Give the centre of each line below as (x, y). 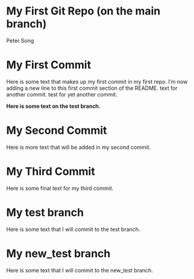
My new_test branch (58, 253)
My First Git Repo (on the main (83, 11)
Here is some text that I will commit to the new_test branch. (80, 270)
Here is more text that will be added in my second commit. (79, 147)
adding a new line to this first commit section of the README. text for (92, 88)
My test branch (45, 212)
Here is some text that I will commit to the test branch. (73, 229)
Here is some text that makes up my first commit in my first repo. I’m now (97, 81)
